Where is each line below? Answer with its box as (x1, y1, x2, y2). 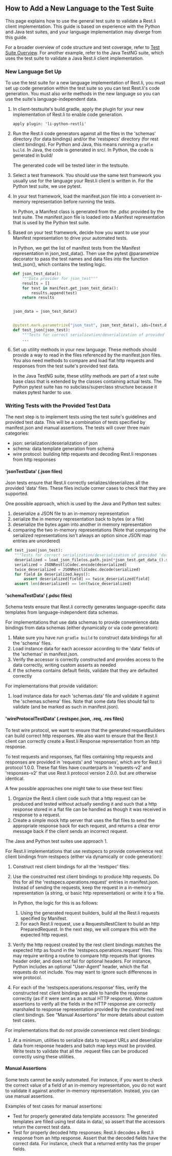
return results (22, 295, 55, 300)
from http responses (12, 456, 56, 463)
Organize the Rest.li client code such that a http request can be (12, 795, 146, 802)
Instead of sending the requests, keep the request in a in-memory (12, 884, 152, 891)
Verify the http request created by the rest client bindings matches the (12, 941, 161, 948)
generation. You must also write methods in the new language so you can (5, 91, 160, 97)
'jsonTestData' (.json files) (5, 468, 63, 474)
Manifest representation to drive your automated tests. (12, 235, 128, 241)
